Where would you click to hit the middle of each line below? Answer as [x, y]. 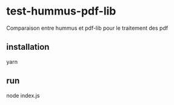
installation [28, 47]
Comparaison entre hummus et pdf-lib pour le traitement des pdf [87, 28]
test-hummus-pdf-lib [61, 11]
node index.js [23, 95]
